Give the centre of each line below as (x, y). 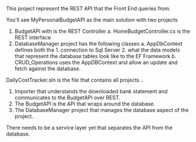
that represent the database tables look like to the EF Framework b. (95, 56)
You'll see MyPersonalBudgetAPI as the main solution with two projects (92, 20)
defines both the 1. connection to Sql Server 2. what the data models (97, 50)
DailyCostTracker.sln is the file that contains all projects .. (75, 80)
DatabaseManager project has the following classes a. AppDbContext (98, 44)
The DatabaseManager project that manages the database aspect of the (102, 110)
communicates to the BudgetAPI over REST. (67, 97)
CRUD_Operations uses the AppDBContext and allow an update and (96, 62)
